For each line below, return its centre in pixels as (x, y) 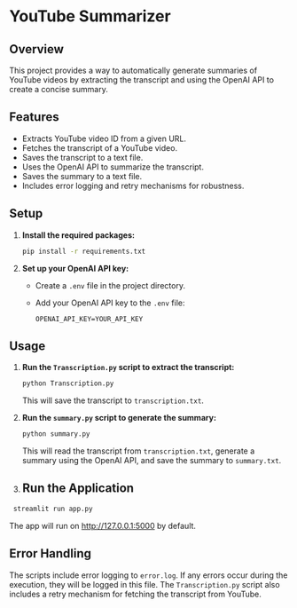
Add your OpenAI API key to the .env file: (110, 303)
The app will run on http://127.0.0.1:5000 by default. (103, 525)
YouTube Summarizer (90, 16)
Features (34, 117)
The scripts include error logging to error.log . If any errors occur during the (148, 575)
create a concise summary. (59, 89)
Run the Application (78, 489)
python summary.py (56, 434)
